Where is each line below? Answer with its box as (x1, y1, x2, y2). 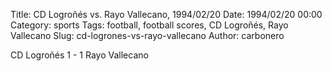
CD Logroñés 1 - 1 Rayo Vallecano (10, 49, 149, 61)
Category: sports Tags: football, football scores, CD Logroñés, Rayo (10, 19, 289, 31)
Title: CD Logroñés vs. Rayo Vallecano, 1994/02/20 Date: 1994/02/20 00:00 (10, 9, 323, 20)
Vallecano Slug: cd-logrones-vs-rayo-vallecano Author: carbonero (10, 30, 285, 41)
